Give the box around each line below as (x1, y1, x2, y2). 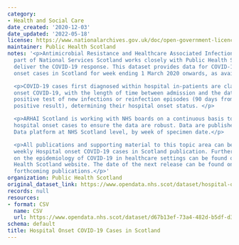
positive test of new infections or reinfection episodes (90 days (14, 96, 218, 103)
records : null (7, 187, 50, 195)
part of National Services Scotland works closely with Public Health (14, 57, 228, 64)
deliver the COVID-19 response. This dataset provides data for (14, 63, 208, 70)
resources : (7, 194, 40, 201)
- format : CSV (7, 200, 50, 208)
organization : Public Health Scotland (7, 175, 122, 182)
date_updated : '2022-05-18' (7, 30, 91, 38)
